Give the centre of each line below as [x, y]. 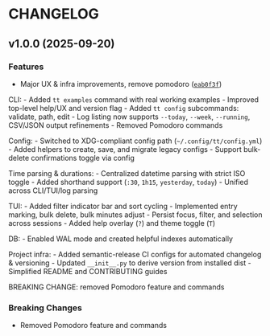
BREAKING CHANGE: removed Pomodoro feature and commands [116, 287]
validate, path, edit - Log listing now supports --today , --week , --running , [129, 117]
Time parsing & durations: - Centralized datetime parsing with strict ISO [127, 173]
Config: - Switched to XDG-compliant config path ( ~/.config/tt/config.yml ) [135, 141]
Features [26, 67]
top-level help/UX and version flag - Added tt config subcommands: [124, 108]
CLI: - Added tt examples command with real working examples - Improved [134, 99]
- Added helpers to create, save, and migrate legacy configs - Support [125, 149]
